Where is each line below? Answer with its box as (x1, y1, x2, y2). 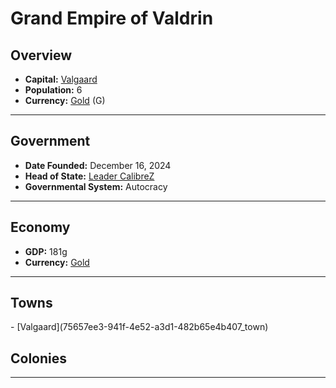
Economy (10, 219, 71, 236)
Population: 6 (24, 84, 83, 96)
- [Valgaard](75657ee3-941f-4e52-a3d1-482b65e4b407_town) (10, 321, 269, 333)
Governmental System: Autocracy (24, 180, 168, 192)
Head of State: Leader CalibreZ (24, 170, 155, 182)
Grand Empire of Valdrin (10, 7, 214, 30)
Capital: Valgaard (24, 73, 98, 85)
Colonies (10, 350, 68, 367)
